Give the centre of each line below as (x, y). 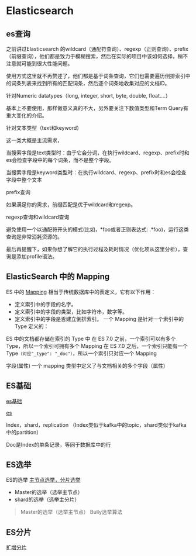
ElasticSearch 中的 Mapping (58, 277)
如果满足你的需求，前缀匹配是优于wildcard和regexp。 (71, 205)
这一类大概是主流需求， (34, 140)
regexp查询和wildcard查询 (38, 217)
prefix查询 (18, 192)
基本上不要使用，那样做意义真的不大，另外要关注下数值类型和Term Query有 (97, 108)
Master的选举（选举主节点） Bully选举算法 (71, 512)
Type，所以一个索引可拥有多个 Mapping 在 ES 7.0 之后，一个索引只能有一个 (97, 346)
